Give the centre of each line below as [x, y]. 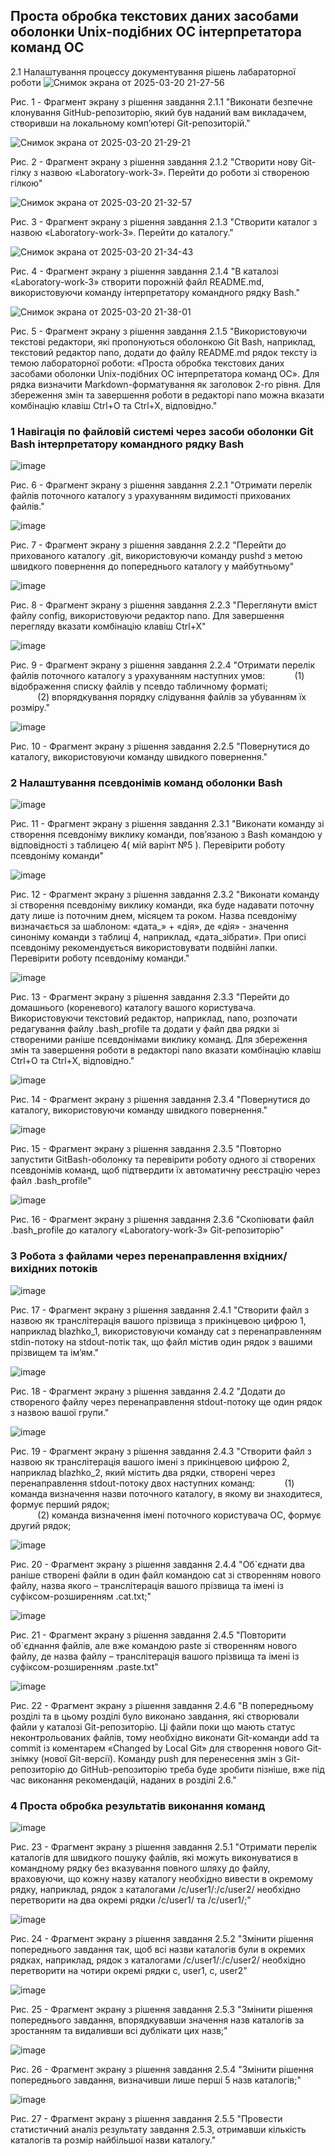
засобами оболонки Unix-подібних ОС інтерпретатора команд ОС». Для [165, 373]
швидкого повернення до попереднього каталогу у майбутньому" [152, 566]
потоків [78, 1269]
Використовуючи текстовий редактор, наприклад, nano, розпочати [154, 1018]
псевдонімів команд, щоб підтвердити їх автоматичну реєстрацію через [165, 1170]
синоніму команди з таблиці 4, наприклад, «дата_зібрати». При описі [158, 937]
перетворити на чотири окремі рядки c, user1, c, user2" [129, 1970]
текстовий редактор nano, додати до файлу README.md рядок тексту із [164, 352]
